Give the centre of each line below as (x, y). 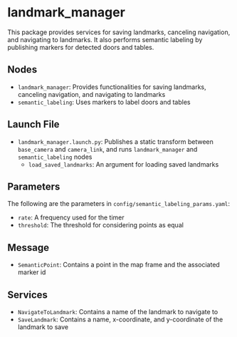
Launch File (33, 124)
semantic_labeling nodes (55, 157)
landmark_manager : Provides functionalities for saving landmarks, (112, 87)
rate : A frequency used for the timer (71, 217)
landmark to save (43, 327)
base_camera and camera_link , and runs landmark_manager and (107, 149)
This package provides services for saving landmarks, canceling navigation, (119, 32)
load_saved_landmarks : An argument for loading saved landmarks (123, 164)
